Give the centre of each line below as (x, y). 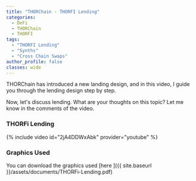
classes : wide (24, 67)
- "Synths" (25, 51)
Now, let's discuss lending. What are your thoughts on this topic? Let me (95, 102)
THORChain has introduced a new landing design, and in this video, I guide (98, 84)
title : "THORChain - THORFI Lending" (53, 12)
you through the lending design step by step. (61, 91)
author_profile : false (34, 62)
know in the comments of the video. (50, 109)
